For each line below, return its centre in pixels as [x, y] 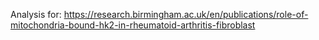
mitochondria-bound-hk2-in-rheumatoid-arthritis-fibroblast [133, 25]
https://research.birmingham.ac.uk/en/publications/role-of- [186, 14]
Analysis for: [36, 14]
